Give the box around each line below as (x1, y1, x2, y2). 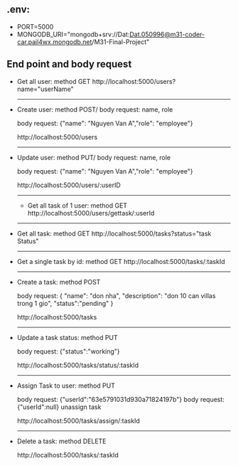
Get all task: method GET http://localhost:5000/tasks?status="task (16, 229, 212, 238)
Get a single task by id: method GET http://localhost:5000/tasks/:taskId (16, 257, 225, 265)
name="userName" (16, 85, 74, 93)
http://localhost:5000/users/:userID (16, 181, 121, 189)
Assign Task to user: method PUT (16, 381, 115, 390)
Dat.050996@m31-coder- (129, 30, 205, 38)
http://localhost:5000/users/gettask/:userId (27, 208, 155, 217)
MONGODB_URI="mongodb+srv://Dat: (16, 30, 130, 38)
